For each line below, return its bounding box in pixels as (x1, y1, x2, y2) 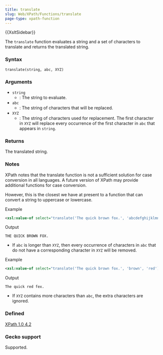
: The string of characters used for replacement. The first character (19, 115, 154, 121)
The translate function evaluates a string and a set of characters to (5, 39, 141, 45)
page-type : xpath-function (5, 16, 60, 21)
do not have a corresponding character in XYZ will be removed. (12, 247, 137, 253)
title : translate (5, 7, 40, 12)
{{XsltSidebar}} (5, 30, 35, 35)
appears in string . (19, 125, 56, 131)
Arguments (5, 78, 33, 85)
